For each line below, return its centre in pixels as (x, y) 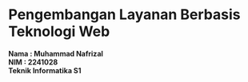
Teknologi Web (59, 31)
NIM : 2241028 (33, 62)
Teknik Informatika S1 (45, 70)
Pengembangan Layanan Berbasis (124, 15)
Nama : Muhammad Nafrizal (56, 53)
